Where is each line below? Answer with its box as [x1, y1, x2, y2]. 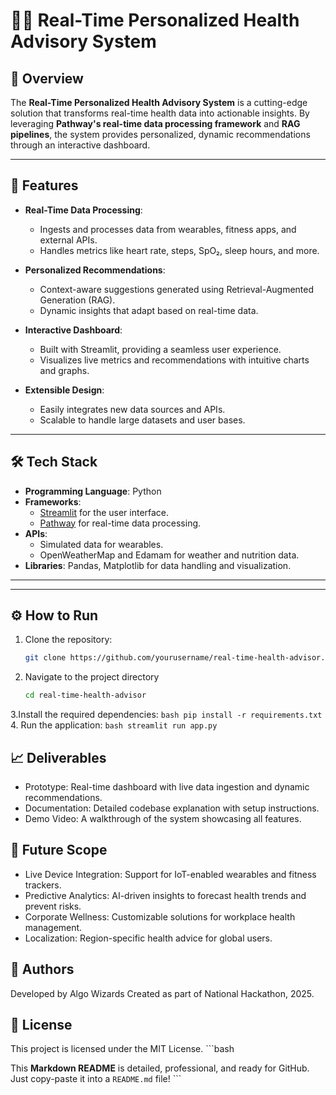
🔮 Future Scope [10, 842, 108, 859]
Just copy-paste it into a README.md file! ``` [10, 1073, 182, 1085]
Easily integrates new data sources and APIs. [39, 403, 226, 415]
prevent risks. [24, 900, 82, 912]
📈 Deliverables [10, 749, 107, 766]
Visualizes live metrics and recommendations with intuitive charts [39, 354, 310, 366]
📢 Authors [10, 961, 75, 978]
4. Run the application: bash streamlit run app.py [10, 719, 218, 731]
